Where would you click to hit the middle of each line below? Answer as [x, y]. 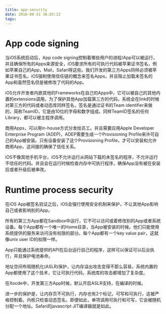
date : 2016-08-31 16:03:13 [33, 14]
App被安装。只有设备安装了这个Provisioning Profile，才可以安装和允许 [85, 140]
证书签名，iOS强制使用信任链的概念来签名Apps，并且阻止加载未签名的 [81, 76]
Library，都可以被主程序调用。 [36, 118]
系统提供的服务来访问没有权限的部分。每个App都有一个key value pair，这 [80, 233]
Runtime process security [59, 190]
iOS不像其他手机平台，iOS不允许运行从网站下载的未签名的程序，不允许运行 [82, 157]
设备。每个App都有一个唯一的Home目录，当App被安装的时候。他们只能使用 [82, 227]
